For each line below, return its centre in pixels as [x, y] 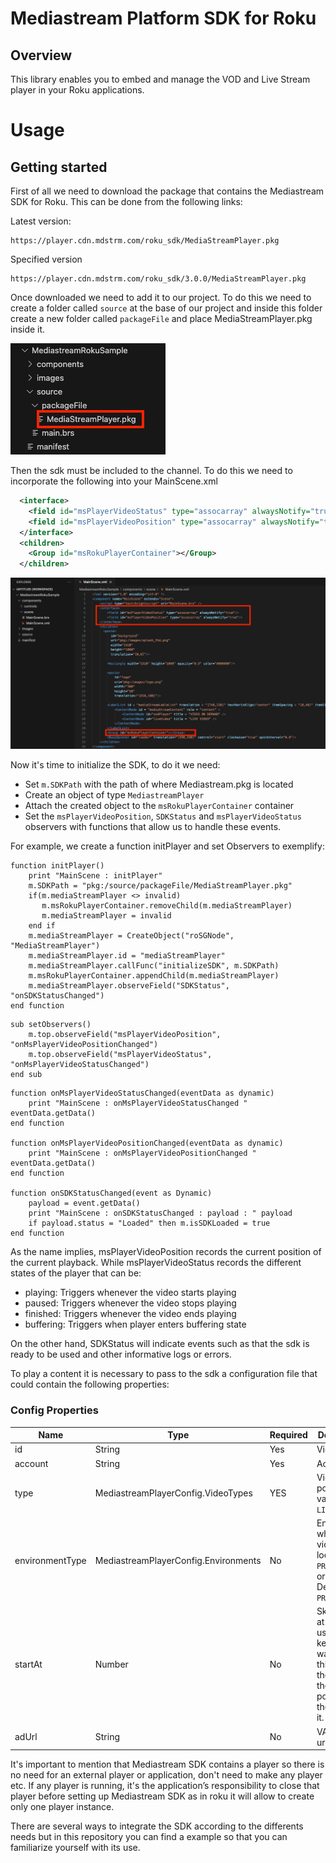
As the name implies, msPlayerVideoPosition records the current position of [166, 1252]
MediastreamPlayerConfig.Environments [178, 1560]
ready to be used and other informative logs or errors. [121, 1354]
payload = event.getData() [84, 1203]
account [31, 1463]
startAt [28, 1664]
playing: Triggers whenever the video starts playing [130, 1293]
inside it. [28, 329]
